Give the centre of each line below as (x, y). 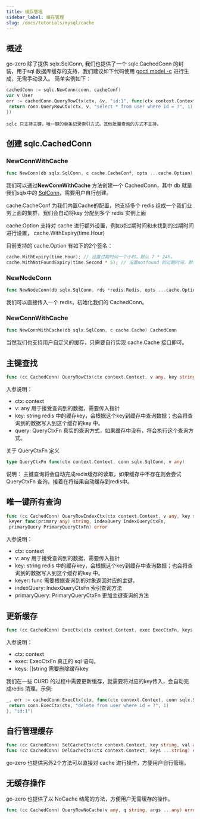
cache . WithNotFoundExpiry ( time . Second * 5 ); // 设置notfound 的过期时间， (97, 262)
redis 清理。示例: (32, 689)
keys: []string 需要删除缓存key (52, 668)
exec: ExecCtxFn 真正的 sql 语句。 (57, 661)
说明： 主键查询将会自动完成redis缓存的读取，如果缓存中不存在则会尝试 (94, 474)
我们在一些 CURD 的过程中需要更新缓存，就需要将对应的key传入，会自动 (95, 681)
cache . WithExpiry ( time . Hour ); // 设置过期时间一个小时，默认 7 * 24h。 (90, 257)
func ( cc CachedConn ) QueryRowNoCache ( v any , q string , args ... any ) (94, 810)
